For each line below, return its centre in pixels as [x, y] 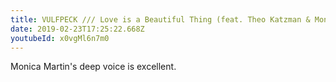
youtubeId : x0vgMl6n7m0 [60, 38]
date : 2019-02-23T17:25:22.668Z [77, 29]
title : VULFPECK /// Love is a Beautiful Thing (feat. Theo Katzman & [160, 19]
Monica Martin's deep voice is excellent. [93, 67]
